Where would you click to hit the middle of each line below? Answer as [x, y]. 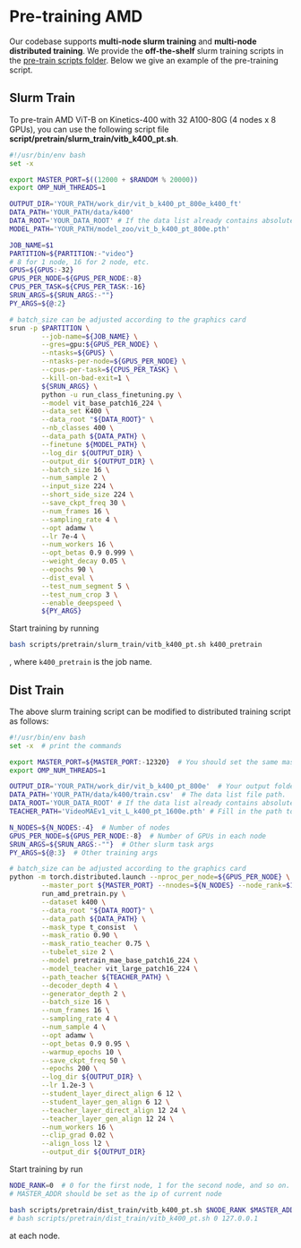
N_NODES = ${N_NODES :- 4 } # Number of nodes [90, 827]
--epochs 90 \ [68, 570]
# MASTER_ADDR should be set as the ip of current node [116, 1193]
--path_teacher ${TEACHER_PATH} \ [106, 977]
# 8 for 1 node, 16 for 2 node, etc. [80, 262]
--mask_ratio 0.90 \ [80, 935]
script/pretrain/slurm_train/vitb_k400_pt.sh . [94, 138]
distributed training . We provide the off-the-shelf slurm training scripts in [146, 50]
